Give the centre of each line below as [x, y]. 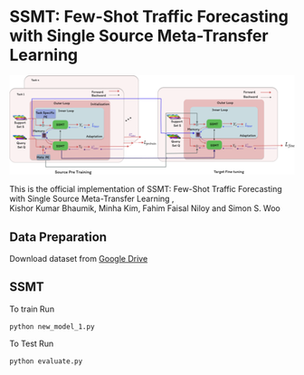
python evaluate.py [46, 361]
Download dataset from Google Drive [79, 258]
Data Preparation [58, 237]
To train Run [32, 309]
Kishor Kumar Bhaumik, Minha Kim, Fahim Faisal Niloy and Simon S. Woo [145, 208]
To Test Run [32, 343]
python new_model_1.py [52, 327]
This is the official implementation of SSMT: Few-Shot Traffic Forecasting [146, 189]
